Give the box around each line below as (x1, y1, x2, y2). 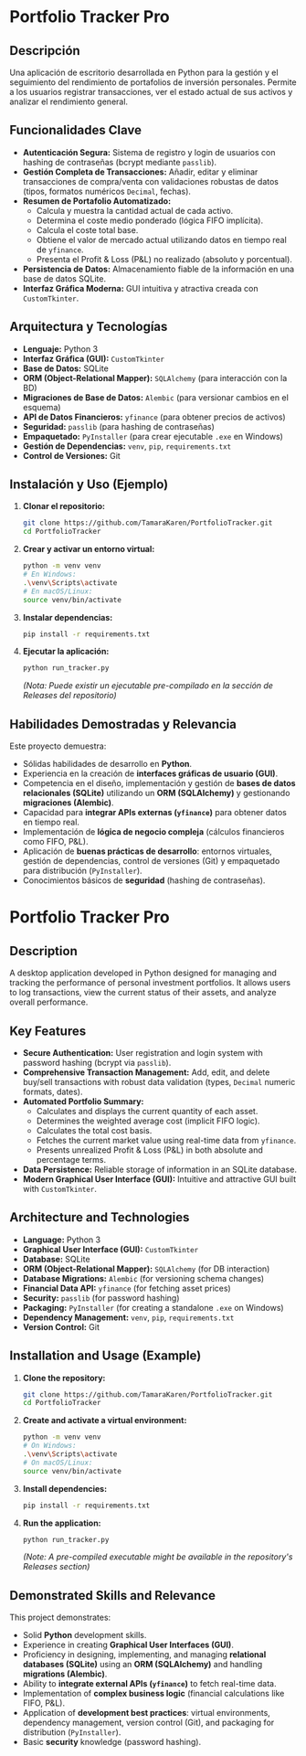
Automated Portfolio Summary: (22, 1095, 144, 1107)
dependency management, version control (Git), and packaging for (22, 1717, 275, 1729)
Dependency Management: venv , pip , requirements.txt (22, 1312, 235, 1323)
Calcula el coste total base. (36, 224, 139, 235)
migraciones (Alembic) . (22, 797, 114, 808)
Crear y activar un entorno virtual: (22, 544, 155, 555)
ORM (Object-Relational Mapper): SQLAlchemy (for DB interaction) (22, 1263, 270, 1274)
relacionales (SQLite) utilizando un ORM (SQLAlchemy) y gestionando (22, 788, 290, 799)
